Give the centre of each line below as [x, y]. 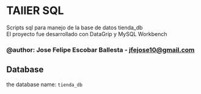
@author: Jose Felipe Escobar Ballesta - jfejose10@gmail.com [100, 49]
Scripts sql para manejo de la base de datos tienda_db [75, 27]
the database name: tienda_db [44, 84]
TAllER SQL [35, 11]
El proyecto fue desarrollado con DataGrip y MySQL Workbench [87, 34]
